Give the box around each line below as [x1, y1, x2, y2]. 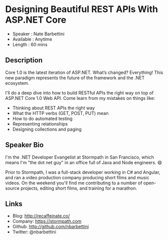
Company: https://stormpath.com [12, 218, 82, 224]
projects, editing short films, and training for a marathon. [21, 185, 137, 191]
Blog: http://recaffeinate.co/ [12, 213, 70, 219]
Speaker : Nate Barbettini [12, 31, 65, 37]
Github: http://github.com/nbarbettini [12, 223, 89, 229]
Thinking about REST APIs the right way [12, 104, 95, 111]
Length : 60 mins [12, 41, 48, 47]
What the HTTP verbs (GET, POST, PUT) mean [12, 110, 109, 116]
